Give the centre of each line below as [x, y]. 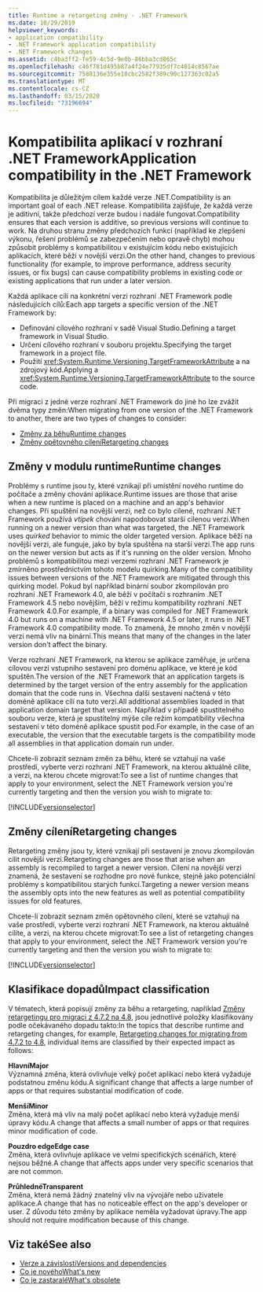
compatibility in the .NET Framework [130, 176]
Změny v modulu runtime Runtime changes [115, 467]
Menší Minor [28, 1106]
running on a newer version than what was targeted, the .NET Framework [126, 527]
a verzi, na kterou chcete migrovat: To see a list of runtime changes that [123, 775]
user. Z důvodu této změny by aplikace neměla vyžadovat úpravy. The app [128, 1211]
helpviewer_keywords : [44, 30]
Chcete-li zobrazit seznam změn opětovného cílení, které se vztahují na [124, 916]
